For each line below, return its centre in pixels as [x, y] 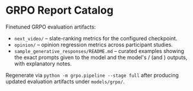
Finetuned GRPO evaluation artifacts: [51, 27]
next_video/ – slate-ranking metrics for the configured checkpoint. [96, 38]
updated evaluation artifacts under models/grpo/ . [65, 81]
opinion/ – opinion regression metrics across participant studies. [94, 45]
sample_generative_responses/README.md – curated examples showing [99, 51]
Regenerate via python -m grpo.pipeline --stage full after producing [92, 75]
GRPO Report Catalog [60, 10]
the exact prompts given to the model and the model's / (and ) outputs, [101, 57]
